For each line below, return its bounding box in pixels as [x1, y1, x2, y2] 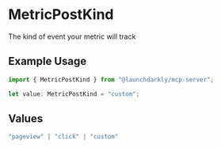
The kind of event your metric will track [8, 32, 136, 41]
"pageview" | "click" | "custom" [8, 133, 119, 141]
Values [8, 112, 44, 125]
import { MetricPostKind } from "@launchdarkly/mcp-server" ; [8, 75, 215, 84]
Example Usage [8, 55, 87, 68]
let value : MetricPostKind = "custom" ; [8, 89, 140, 98]
